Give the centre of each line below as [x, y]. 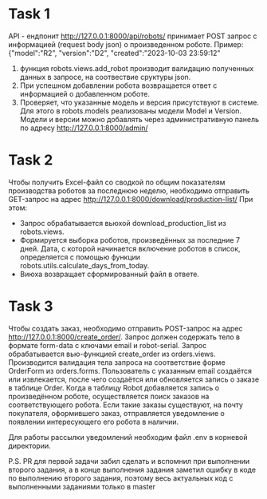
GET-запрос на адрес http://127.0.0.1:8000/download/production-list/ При [131, 199]
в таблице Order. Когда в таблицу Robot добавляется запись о [114, 387]
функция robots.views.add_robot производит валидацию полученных [137, 68]
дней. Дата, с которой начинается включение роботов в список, [130, 248]
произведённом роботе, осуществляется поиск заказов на [109, 396]
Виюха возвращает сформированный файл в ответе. [109, 274]
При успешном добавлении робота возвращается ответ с [118, 85]
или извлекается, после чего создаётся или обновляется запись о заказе [134, 379]
